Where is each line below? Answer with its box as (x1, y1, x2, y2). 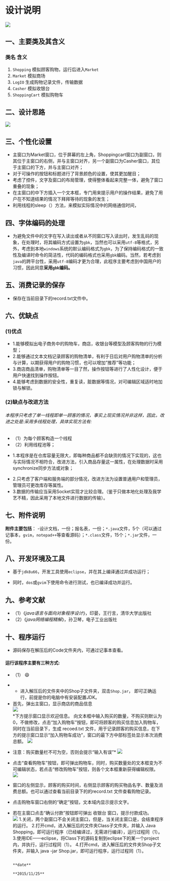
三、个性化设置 (5, 137, 52, 146)
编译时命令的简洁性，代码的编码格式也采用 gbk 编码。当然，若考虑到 (21, 252, 161, 258)
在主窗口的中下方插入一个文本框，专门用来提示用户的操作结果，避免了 (12, 189, 159, 196)
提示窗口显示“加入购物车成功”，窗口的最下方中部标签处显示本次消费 (21, 732, 163, 738)
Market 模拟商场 (12, 72, 45, 79)
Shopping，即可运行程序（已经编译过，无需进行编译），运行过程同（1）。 (12, 829, 163, 835)
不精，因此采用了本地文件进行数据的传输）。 (17, 494, 108, 501)
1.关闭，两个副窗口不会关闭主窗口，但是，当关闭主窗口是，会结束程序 (19, 816, 164, 822)
